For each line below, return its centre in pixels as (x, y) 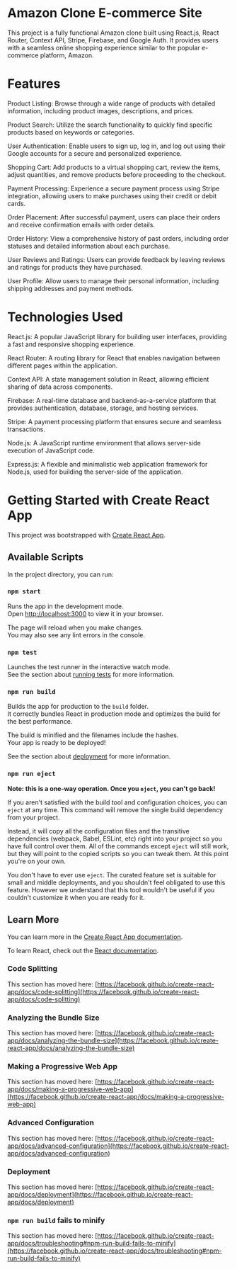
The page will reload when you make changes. (75, 627)
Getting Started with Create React (109, 500)
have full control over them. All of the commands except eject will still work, (118, 846)
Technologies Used (65, 317)
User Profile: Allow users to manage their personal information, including (113, 280)
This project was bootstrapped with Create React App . (87, 535)
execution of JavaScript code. (51, 450)
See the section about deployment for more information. (89, 756)
